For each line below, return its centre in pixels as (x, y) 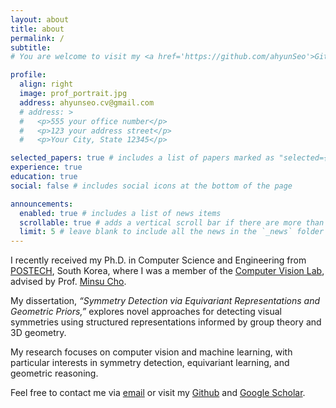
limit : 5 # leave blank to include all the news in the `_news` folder (172, 232)
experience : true (46, 167)
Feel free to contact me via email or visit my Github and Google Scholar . (158, 393)
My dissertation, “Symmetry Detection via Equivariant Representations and (165, 301)
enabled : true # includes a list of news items (120, 213)
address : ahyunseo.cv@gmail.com (87, 102)
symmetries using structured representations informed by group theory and (166, 322)
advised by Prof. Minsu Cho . (68, 282)
